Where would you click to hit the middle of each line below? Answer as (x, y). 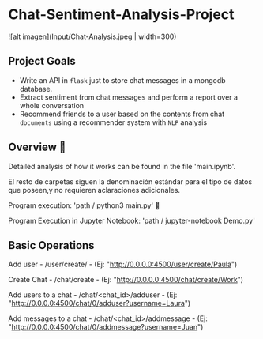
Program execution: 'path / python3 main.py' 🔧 (84, 205)
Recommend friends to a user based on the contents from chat (122, 114)
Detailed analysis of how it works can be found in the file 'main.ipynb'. (122, 166)
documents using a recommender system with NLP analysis (113, 122)
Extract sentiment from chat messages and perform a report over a (129, 97)
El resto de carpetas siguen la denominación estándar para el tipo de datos (130, 181)
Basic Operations (51, 245)
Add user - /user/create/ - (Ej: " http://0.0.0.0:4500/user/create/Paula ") (123, 264)
